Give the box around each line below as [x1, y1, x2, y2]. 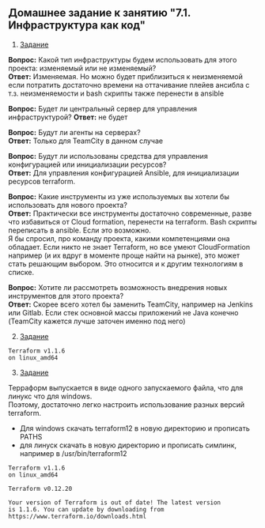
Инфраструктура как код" [8, 19, 146, 32]
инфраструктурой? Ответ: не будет [8, 112, 128, 122]
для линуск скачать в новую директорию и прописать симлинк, [19, 440, 237, 450]
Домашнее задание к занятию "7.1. [8, 6, 191, 20]
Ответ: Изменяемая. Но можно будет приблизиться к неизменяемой [8, 71, 244, 81]
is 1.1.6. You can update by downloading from [8, 505, 165, 513]
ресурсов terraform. [8, 176, 76, 186]
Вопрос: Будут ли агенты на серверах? [8, 127, 141, 137]
